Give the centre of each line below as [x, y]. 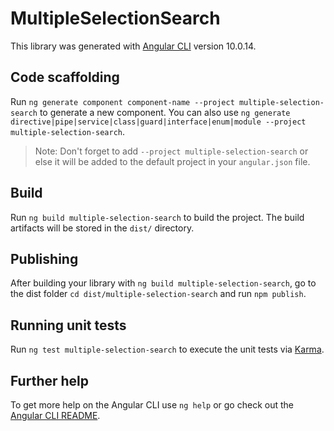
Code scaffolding [65, 77]
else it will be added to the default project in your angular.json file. [172, 161]
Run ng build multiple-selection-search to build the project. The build [157, 217]
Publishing [44, 258]
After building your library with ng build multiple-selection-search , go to [163, 283]
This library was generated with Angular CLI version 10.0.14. [133, 46]
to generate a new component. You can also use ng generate [165, 112]
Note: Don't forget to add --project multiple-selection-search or [171, 151]
